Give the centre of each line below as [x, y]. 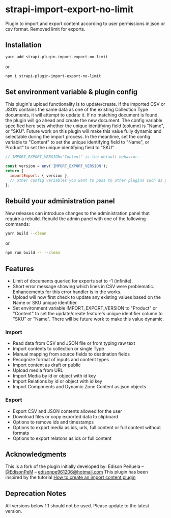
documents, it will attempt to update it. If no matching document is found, [82, 115]
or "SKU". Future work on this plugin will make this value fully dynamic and [83, 131]
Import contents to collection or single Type [58, 349]
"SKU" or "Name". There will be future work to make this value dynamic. [88, 319]
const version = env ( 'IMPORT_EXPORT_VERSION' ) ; [57, 166]
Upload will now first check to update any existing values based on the [87, 297]
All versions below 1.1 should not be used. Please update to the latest [77, 506]
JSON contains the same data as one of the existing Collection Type [77, 110]
